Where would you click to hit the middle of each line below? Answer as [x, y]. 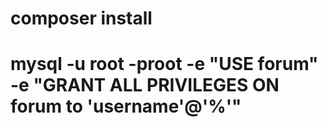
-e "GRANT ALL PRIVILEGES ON [145, 85]
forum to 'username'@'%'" [126, 106]
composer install [81, 18]
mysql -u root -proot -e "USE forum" [164, 64]
